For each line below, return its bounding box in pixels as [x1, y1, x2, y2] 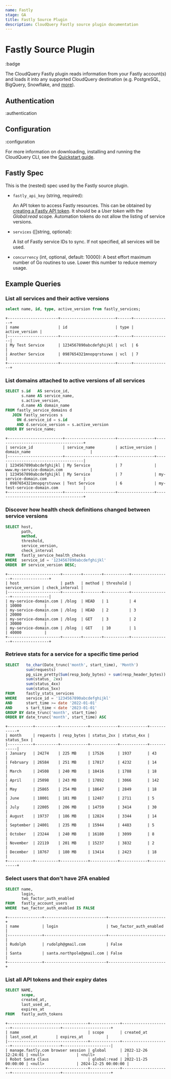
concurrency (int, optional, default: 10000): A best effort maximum [12, 254, 151, 260]
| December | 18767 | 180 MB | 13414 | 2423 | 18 [5, 849, 157, 855]
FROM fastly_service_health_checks [5, 553, 86, 558]
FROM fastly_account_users [5, 901, 68, 906]
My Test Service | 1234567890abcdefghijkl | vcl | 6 [10, 343, 139, 348]
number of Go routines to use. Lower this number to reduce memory [12, 259, 157, 266]
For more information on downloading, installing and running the [5, 148, 141, 154]
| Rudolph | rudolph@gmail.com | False [5, 942, 123, 947]
